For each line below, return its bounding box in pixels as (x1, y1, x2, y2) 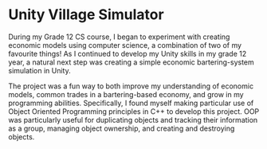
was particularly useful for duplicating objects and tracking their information (8, 115, 258, 124)
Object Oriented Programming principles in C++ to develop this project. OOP (8, 106, 260, 116)
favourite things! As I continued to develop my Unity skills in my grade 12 (8, 49, 247, 58)
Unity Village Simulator (8, 6, 165, 24)
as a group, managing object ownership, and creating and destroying (8, 124, 235, 133)
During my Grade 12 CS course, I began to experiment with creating (8, 32, 230, 41)
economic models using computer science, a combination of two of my (8, 40, 241, 49)
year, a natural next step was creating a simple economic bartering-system (8, 57, 255, 67)
